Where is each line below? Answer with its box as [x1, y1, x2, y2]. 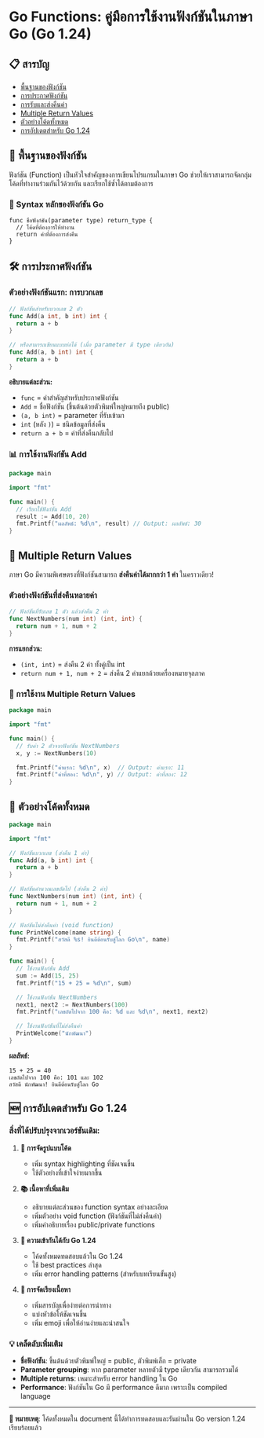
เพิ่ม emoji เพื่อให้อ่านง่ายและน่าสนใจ [31, 1318, 130, 1327]
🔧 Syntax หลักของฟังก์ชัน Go [9, 199, 104, 210]
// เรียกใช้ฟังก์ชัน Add [16, 505, 71, 513]
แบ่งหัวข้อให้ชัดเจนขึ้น [31, 1309, 88, 1319]
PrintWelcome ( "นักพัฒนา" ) [16, 1029, 92, 1037]
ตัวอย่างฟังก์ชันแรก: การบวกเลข [9, 287, 103, 298]
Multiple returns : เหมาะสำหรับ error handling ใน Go [20, 1374, 178, 1383]
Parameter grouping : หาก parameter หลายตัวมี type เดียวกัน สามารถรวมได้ [20, 1364, 239, 1374]
